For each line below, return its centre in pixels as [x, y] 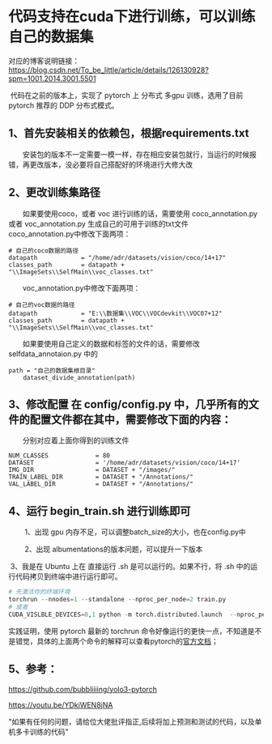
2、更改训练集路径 [55, 192]
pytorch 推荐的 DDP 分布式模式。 [64, 105]
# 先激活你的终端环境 [39, 592]
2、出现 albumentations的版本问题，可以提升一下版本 [113, 549]
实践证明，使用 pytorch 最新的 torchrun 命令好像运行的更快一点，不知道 [128, 631]
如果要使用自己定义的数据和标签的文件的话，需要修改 [111, 343]
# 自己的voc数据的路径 [42, 304]
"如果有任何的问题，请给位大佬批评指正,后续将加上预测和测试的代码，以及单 [135, 721]
